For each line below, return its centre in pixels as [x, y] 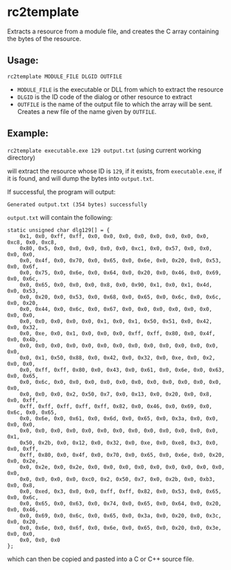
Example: [28, 134]
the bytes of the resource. [44, 38]
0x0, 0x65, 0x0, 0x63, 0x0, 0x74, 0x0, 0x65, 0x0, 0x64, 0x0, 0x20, [121, 503]
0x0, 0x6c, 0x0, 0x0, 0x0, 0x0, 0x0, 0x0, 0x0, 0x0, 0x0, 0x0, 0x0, [121, 382]
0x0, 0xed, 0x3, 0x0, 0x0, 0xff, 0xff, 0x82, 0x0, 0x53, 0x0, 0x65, [121, 491]
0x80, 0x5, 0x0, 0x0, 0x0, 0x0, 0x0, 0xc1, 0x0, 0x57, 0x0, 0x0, [116, 248]
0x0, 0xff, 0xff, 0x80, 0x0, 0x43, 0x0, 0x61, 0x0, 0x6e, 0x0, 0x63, [122, 370]
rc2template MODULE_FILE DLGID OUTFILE [65, 76]
